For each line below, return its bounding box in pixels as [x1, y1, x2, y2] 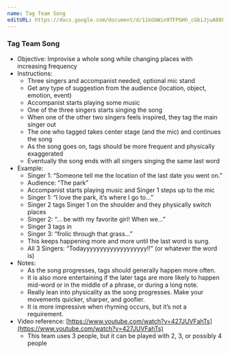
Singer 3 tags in [27, 222, 72, 231]
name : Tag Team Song [7, 10, 66, 17]
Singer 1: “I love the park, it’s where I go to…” [27, 193, 154, 201]
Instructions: [16, 69, 53, 78]
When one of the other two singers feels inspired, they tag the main [27, 113, 218, 121]
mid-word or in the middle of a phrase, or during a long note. [27, 281, 199, 289]
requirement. [27, 309, 64, 318]
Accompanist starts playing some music [27, 98, 140, 106]
